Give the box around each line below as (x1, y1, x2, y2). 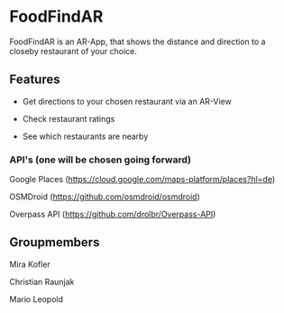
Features (9, 72, 60, 87)
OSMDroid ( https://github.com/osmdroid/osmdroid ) (9, 191, 201, 202)
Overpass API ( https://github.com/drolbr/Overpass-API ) (9, 209, 216, 220)
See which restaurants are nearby (22, 131, 149, 142)
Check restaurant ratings (22, 113, 115, 124)
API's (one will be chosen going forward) (9, 153, 192, 166)
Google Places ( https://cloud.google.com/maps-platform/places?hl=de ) (9, 174, 276, 185)
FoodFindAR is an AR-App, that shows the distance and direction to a (9, 36, 266, 47)
